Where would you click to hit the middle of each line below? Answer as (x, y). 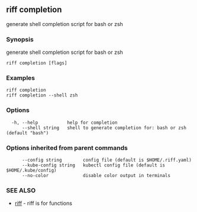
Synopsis (20, 39)
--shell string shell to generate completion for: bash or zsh (104, 128)
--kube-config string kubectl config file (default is (93, 165)
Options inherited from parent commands (67, 147)
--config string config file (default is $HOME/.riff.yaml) (107, 160)
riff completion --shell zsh (42, 95)
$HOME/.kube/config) (32, 171)
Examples (21, 78)
